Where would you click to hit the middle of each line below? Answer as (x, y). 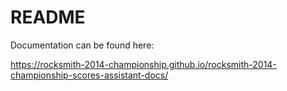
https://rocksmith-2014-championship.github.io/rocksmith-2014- (143, 64)
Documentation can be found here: (82, 45)
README (48, 17)
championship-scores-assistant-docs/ (89, 75)
